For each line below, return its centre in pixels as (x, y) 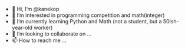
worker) (43, 27)
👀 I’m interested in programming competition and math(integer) (88, 15)
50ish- (171, 21)
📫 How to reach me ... (39, 40)
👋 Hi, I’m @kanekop (35, 9)
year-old (22, 27)
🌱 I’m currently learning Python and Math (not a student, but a (87, 21)
